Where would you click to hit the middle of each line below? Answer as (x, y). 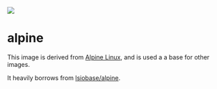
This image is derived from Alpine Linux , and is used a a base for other (108, 57)
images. (18, 64)
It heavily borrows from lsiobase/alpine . (64, 78)
